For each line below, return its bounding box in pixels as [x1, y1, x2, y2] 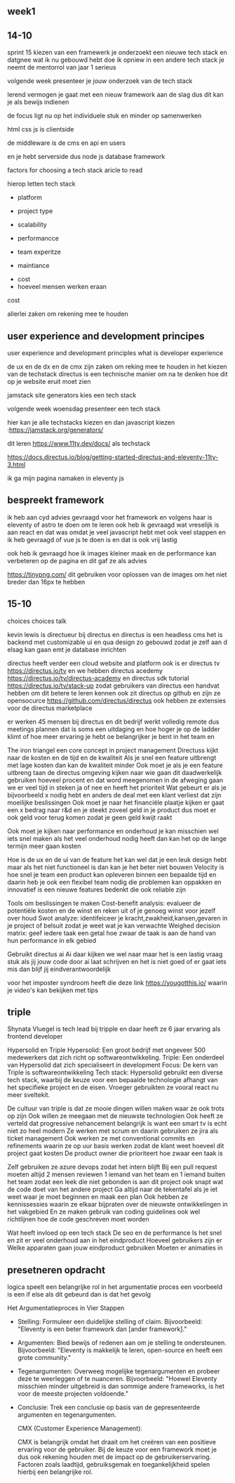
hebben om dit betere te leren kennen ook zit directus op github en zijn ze [7, 688, 221, 697]
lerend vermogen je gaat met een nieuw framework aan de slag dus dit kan [7, 91, 224, 99]
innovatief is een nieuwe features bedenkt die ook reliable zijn [7, 885, 187, 894]
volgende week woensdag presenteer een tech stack [7, 404, 161, 413]
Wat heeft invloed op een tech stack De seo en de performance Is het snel [7, 1228, 222, 1237]
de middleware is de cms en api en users [7, 139, 126, 147]
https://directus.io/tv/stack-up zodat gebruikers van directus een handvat [7, 681, 220, 690]
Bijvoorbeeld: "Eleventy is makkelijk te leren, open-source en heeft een [17, 1346, 223, 1354]
